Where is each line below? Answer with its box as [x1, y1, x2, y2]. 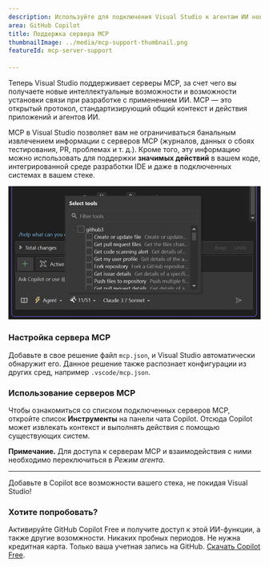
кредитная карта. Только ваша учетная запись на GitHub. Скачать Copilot [8, 541, 261, 552]
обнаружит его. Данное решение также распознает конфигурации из [8, 359, 247, 368]
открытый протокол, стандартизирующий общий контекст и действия [8, 104, 248, 113]
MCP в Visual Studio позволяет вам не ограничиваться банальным [8, 128, 236, 137]
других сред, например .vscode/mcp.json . [8, 367, 151, 376]
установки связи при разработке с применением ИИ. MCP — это [8, 95, 232, 104]
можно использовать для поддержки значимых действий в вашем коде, [8, 153, 261, 163]
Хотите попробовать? [8, 507, 98, 517]
